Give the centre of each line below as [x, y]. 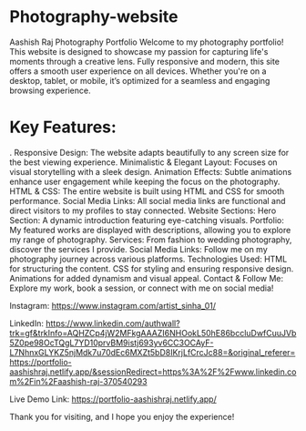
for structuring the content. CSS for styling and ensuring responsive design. [152, 268]
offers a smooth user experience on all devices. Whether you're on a [138, 71]
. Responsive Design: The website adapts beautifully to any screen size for [149, 152]
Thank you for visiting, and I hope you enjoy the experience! [122, 416]
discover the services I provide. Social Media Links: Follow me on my [139, 249]
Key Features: [63, 127]
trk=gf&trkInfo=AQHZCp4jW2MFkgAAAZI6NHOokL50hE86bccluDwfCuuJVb [153, 333]
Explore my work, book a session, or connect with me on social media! [142, 288]
